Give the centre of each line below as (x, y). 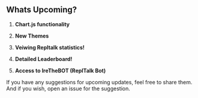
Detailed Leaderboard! (43, 59)
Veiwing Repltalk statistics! (50, 47)
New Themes (32, 36)
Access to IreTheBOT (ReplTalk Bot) (60, 71)
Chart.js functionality (42, 24)
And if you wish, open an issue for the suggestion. (68, 88)
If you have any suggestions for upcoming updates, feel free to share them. (99, 82)
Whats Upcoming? (42, 10)
